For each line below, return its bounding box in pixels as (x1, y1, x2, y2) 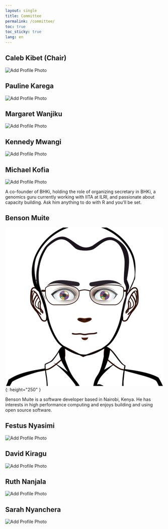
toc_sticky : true (5, 29, 42, 35)
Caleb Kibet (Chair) (5, 54, 67, 62)
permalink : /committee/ (5, 19, 55, 24)
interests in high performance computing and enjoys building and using (5, 401, 153, 407)
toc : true (5, 24, 26, 29)
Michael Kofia (5, 165, 49, 174)
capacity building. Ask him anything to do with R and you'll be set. (5, 199, 142, 206)
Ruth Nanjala (5, 477, 46, 486)
